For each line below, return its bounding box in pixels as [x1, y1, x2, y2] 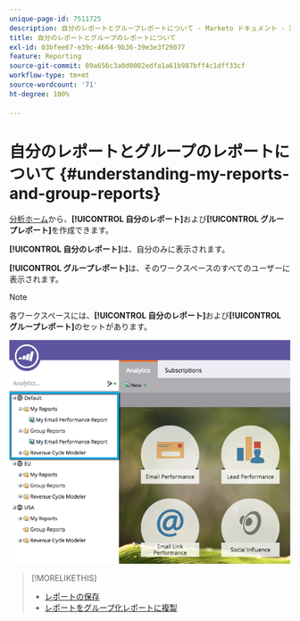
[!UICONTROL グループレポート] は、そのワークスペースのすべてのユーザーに [9, 263, 291, 274]
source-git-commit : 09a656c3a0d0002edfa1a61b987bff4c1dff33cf [9, 62, 246, 70]
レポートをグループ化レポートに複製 [44, 602, 178, 613]
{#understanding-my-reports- [59, 163, 290, 184]
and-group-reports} [9, 183, 162, 203]
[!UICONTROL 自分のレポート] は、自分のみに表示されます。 [9, 244, 230, 254]
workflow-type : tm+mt [9, 71, 90, 80]
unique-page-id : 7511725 [9, 14, 102, 23]
